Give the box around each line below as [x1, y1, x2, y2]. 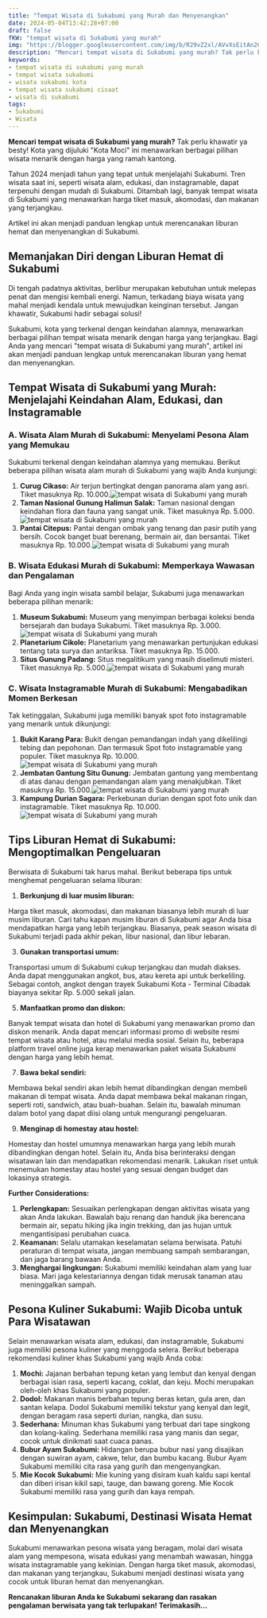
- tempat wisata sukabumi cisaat [8, 85, 119, 94]
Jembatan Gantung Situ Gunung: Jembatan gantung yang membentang [19, 768, 258, 777]
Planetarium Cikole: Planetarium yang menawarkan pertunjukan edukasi [19, 637, 258, 647]
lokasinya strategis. [8, 1173, 72, 1183]
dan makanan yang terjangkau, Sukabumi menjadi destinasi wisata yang [8, 1569, 245, 1578]
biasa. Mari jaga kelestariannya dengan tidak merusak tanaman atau [19, 1271, 243, 1280]
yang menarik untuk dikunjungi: [8, 718, 111, 728]
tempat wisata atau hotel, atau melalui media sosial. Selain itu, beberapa [8, 1035, 245, 1045]
